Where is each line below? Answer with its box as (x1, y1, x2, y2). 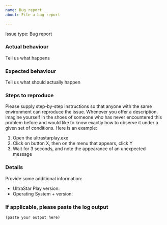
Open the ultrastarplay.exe (12, 135, 69, 141)
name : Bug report (5, 7, 42, 13)
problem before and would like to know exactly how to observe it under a (5, 120, 159, 126)
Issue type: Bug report (5, 31, 52, 37)
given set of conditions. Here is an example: (5, 125, 98, 131)
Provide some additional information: (5, 175, 82, 181)
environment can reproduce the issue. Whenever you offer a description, (5, 109, 158, 115)
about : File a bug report (5, 12, 60, 17)
